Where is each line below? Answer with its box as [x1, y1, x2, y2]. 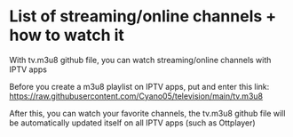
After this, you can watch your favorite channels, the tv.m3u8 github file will [9, 108, 286, 118]
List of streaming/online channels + [9, 6, 277, 27]
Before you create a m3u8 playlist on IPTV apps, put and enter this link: [9, 81, 270, 92]
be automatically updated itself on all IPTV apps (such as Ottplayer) [9, 117, 256, 128]
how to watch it [9, 25, 124, 45]
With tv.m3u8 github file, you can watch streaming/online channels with [9, 54, 272, 65]
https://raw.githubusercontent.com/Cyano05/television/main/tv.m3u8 [9, 91, 264, 101]
